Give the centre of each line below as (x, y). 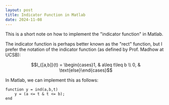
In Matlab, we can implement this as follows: (52, 80)
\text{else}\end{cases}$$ (86, 70)
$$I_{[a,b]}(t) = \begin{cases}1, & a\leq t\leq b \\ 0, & (86, 65)
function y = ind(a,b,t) (32, 90)
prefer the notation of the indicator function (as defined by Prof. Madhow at (84, 50)
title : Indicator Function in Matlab (45, 15)
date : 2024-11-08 (24, 19)
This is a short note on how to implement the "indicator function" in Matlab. (84, 34)
